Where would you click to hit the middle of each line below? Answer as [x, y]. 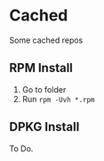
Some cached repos [46, 40]
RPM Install [41, 68]
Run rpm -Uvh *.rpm [58, 99]
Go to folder [44, 89]
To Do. [21, 149]
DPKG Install [44, 127]
